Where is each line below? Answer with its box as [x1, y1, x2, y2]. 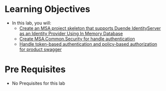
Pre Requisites [4, 64, 66, 75]
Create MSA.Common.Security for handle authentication [19, 36, 135, 42]
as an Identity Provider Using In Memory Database [19, 30, 123, 36]
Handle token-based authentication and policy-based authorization [19, 41, 158, 47]
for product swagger [19, 46, 62, 52]
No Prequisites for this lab [11, 80, 65, 86]
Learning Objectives [4, 3, 90, 15]
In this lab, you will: [11, 20, 52, 26]
